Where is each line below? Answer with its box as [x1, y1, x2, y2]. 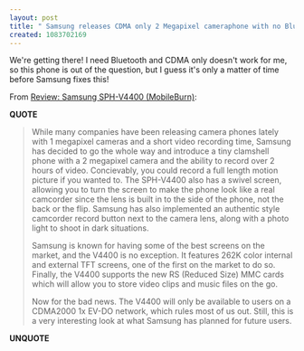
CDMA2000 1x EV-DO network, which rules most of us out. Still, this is [31, 306, 294, 317]
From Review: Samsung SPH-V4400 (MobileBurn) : [9, 91, 197, 102]
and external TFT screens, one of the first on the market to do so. [31, 260, 276, 270]
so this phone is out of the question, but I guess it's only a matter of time [9, 64, 280, 75]
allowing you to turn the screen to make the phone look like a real [31, 185, 276, 195]
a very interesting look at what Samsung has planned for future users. [31, 316, 292, 327]
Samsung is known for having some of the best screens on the [31, 241, 265, 251]
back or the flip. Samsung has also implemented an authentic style [31, 204, 280, 214]
